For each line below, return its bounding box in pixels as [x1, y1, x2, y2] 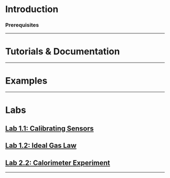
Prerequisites [5, 22, 39, 29]
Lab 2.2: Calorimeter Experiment [5, 158, 110, 167]
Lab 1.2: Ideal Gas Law [5, 141, 77, 150]
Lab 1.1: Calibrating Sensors [5, 124, 94, 133]
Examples [5, 75, 48, 86]
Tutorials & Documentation [5, 45, 120, 57]
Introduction [5, 4, 59, 15]
